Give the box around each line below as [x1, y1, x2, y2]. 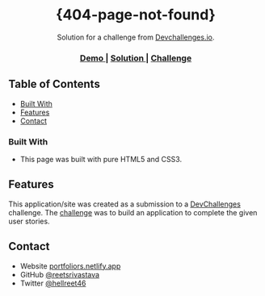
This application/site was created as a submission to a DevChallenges [8, 199, 241, 209]
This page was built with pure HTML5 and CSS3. [19, 154, 183, 164]
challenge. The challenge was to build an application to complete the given [8, 207, 258, 217]
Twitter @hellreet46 [19, 278, 86, 288]
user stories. [8, 216, 50, 226]
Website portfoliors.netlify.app [19, 261, 121, 271]
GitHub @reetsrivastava [19, 269, 99, 279]
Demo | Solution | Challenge [79, 52, 192, 64]
